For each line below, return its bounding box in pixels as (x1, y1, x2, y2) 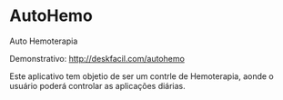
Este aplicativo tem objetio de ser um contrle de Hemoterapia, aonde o (9, 70, 275, 82)
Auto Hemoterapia (9, 35, 78, 46)
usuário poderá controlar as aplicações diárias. (9, 80, 187, 91)
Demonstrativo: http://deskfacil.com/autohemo (9, 53, 185, 64)
